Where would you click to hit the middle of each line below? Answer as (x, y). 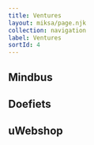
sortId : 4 (24, 45)
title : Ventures (35, 15)
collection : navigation (47, 30)
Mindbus (30, 77)
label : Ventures (35, 38)
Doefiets (30, 104)
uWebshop (36, 131)
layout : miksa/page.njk (47, 23)
